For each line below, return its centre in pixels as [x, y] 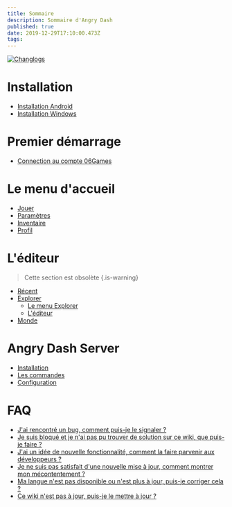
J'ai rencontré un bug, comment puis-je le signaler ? [92, 429]
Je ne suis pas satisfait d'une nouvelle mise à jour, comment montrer [115, 466]
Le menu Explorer [53, 305]
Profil [25, 230]
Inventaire [32, 223]
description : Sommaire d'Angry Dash [60, 20]
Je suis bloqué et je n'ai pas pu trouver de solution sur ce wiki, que [113, 437]
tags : [15, 40]
